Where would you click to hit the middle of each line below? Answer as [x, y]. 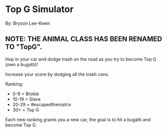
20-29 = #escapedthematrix [42, 104]
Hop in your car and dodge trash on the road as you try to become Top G [81, 59]
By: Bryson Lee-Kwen [28, 23]
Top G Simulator [39, 9]
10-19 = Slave [27, 99]
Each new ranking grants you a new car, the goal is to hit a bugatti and [78, 119]
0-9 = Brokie [26, 94]
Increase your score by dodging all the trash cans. [57, 74]
